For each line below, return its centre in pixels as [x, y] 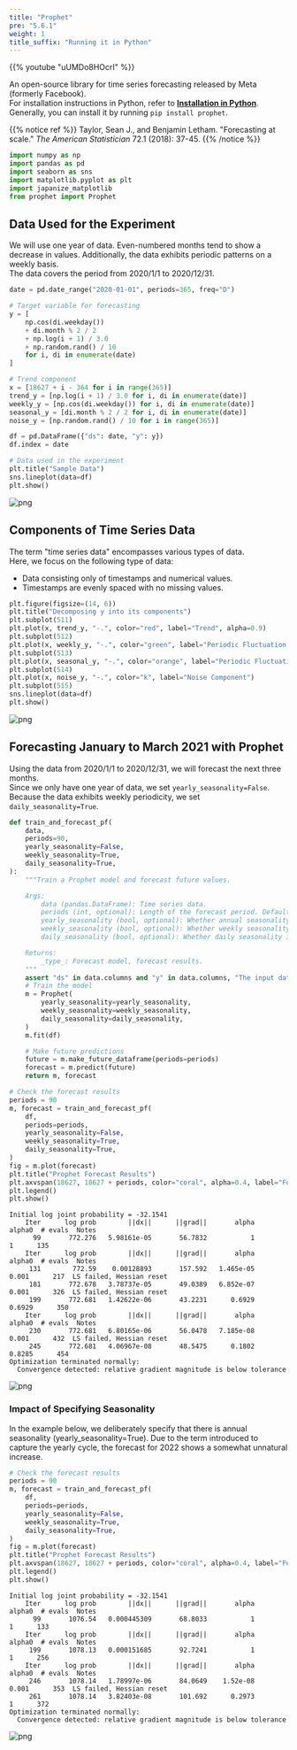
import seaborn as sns [51, 172]
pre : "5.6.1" [33, 26]
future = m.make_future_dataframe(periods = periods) [122, 1060]
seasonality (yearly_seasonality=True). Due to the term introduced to [134, 1438]
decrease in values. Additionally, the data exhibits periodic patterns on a [141, 255]
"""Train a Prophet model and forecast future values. [128, 880]
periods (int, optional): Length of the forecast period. [150, 913]
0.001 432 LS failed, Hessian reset [88, 1339]
